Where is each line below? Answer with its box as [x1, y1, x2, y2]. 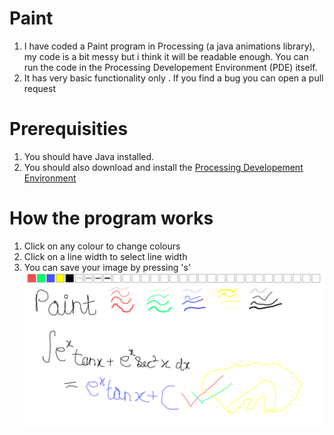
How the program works [9, 207, 214, 230]
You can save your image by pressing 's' [23, 261, 192, 273]
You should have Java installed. [23, 150, 155, 162]
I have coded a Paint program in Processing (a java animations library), [23, 40, 316, 52]
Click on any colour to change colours [23, 240, 181, 252]
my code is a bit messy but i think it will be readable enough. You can [23, 50, 309, 62]
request [23, 82, 56, 94]
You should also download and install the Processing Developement [23, 161, 304, 173]
